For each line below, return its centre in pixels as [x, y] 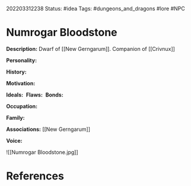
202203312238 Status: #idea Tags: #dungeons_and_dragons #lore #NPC [95, 9]
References [35, 176]
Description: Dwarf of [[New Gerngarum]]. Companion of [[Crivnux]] [90, 49]
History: [16, 72]
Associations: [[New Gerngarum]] [48, 129]
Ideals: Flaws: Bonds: [35, 95]
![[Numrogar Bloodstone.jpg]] [42, 152]
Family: [15, 117]
